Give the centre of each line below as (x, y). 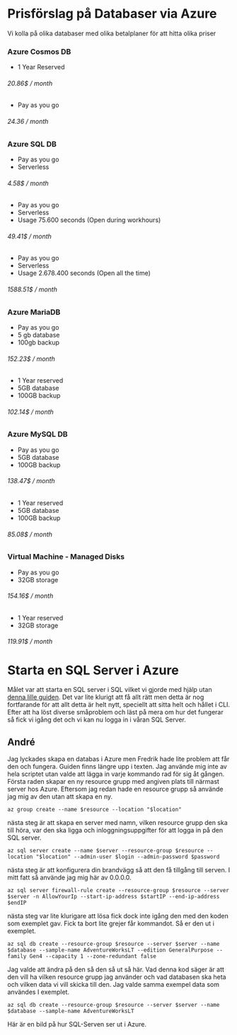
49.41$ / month (29, 236)
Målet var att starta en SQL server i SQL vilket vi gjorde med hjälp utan (110, 690)
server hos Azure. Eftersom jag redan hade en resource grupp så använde (116, 789)
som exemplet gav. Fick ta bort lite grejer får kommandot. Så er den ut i (111, 924)
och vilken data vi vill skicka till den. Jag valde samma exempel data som (113, 985)
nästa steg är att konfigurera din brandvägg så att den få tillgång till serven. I (119, 870)
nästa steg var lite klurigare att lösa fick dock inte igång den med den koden (118, 916)
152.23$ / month (31, 359)
